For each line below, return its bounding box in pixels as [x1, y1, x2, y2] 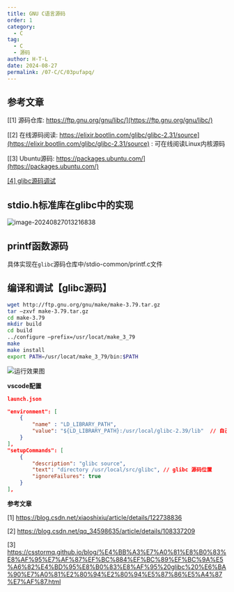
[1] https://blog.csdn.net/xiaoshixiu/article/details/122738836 [7, 513, 182, 521]
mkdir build [7, 320, 42, 328]
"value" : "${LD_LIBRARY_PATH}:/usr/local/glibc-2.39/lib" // [32, 427, 217, 435]
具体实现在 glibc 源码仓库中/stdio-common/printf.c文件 [7, 260, 163, 268]
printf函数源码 [7, 240, 69, 252]
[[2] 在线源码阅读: [7, 131, 58, 140]
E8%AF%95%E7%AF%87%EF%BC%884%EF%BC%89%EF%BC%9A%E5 [7, 555, 224, 563]
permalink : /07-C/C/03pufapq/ [7, 68, 95, 75]
